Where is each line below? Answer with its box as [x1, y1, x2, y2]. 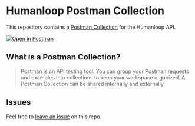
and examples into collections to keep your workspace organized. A [20, 74, 186, 81]
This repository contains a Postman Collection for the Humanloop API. [6, 24, 176, 31]
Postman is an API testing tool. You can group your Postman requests [20, 68, 190, 75]
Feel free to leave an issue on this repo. [6, 113, 102, 120]
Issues [6, 97, 31, 107]
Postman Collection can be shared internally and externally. [20, 80, 165, 87]
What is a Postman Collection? [6, 52, 121, 62]
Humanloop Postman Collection [6, 4, 165, 18]
